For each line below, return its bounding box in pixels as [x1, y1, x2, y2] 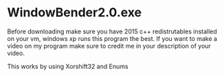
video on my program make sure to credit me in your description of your [7, 42, 212, 50]
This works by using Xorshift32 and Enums [7, 62, 128, 70]
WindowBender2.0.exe [7, 5, 142, 20]
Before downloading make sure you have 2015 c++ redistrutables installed [7, 27, 218, 35]
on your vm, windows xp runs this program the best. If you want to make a [7, 34, 218, 42]
